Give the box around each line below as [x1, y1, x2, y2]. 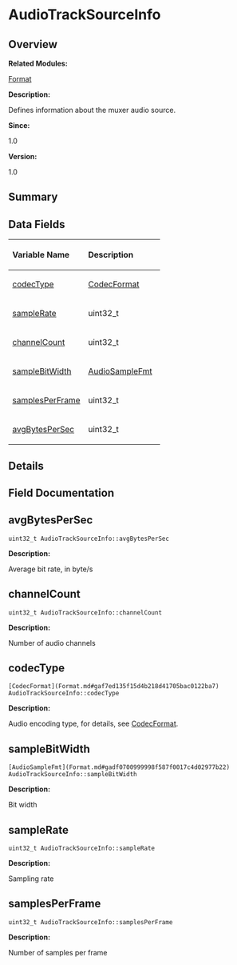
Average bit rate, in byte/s [8, 564, 93, 574]
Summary [8, 190, 58, 204]
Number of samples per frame [8, 947, 108, 957]
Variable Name [12, 250, 70, 261]
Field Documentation [8, 486, 114, 499]
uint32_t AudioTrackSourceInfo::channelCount [8, 608, 162, 617]
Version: [8, 152, 38, 161]
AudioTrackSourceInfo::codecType [8, 690, 120, 698]
